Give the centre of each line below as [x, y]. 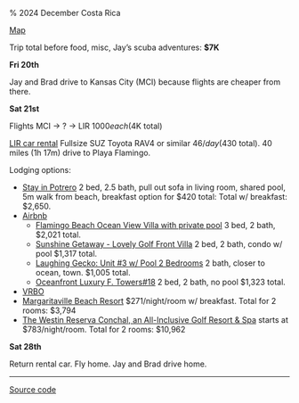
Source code [32, 390]
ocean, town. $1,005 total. [83, 272]
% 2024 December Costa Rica [65, 13]
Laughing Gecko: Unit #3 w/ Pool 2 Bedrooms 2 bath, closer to [150, 263]
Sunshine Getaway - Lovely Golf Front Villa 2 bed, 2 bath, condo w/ [159, 244]
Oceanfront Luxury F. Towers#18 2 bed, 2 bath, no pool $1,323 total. [161, 282]
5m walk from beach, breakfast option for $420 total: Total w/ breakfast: [154, 197]
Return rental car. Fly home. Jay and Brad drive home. [108, 364]
